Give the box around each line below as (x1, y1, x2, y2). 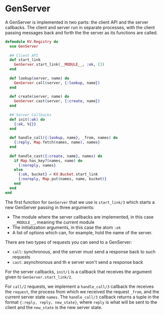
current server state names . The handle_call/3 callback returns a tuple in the (5, 294, 159, 300)
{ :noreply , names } (18, 163, 56, 168)
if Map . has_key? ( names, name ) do (14, 158, 83, 163)
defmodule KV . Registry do (5, 39, 58, 44)
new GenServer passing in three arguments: (5, 204, 95, 210)
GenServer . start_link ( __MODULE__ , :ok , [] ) (14, 62, 105, 67)
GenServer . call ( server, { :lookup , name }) (14, 80, 100, 85)
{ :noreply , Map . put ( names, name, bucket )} (18, 177, 107, 182)
